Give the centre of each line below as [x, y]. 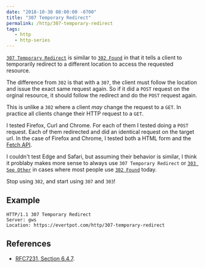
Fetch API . [19, 145]
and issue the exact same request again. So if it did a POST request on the [98, 89]
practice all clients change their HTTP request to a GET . [75, 114]
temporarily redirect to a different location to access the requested [90, 64]
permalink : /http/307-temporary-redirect [60, 23]
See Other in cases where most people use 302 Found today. [82, 169]
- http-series [32, 40]
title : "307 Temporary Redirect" [49, 18]
